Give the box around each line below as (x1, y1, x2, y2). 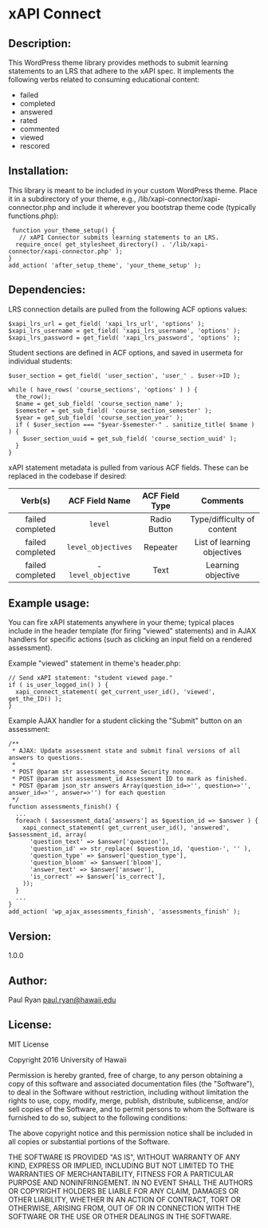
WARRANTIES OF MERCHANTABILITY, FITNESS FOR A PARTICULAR (8, 1169, 234, 1178)
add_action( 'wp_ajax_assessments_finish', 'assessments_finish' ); (8, 908, 241, 916)
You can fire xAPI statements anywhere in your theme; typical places (8, 618, 235, 627)
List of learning (194, 536, 251, 547)
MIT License (8, 1039, 49, 1049)
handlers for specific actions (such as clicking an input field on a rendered (8, 634, 253, 644)
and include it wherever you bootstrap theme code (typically (57, 202, 257, 212)
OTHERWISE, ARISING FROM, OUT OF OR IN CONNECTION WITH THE (8, 1203, 241, 1213)
